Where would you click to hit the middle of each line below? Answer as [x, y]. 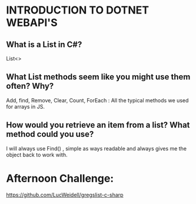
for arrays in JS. [26, 106]
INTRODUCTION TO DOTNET [78, 10]
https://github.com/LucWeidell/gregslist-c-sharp [65, 195]
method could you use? [50, 134]
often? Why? [30, 86]
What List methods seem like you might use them [98, 77]
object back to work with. [37, 155]
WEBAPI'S [32, 23]
